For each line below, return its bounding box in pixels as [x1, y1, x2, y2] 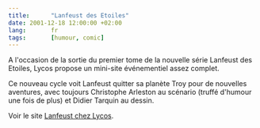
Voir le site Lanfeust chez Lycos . [8, 111, 114, 121]
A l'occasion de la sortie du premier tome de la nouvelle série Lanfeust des [8, 55, 252, 65]
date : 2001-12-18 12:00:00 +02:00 [8, 19, 123, 27]
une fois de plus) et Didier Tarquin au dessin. [8, 96, 155, 105]
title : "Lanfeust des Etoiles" [8, 11, 129, 20]
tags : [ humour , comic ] [8, 33, 105, 42]
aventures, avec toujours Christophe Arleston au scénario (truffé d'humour [8, 88, 252, 97]
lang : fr [8, 26, 59, 34]
